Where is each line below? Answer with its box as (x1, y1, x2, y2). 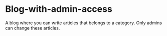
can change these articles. (5, 25, 60, 31)
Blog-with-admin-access (5, 3, 113, 15)
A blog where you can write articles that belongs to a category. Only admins (5, 20, 162, 26)
